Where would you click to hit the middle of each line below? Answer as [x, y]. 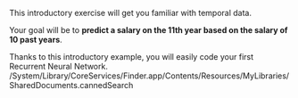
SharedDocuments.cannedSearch [71, 85]
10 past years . [36, 40]
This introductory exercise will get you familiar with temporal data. [131, 13]
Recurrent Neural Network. [59, 66]
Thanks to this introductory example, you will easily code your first [132, 57]
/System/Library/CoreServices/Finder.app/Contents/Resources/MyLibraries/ [149, 76]
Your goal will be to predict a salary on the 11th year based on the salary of [149, 30]
